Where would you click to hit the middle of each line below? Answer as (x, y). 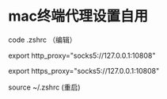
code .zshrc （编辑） (42, 40)
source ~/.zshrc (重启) (44, 87)
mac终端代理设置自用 (78, 16)
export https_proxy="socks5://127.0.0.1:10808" (84, 70)
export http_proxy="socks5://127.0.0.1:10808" (82, 55)
